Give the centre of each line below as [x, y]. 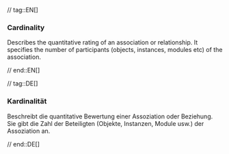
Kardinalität [27, 101]
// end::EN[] [24, 70]
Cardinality [26, 27]
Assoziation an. [29, 131]
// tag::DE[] [23, 84]
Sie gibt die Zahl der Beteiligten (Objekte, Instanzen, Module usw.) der [106, 123]
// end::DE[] [23, 144]
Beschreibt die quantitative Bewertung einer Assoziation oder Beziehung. [110, 116]
